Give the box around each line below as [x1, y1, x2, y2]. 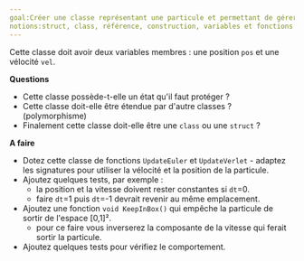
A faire [9, 137, 35, 148]
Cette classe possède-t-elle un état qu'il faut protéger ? [22, 91, 231, 102]
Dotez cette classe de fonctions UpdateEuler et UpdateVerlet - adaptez [22, 154, 287, 165]
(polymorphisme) [22, 110, 88, 121]
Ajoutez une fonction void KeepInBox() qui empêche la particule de [22, 202, 274, 213]
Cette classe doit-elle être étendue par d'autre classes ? [22, 100, 233, 111]
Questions [9, 73, 50, 84]
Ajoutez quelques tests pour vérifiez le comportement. [22, 241, 226, 252]
